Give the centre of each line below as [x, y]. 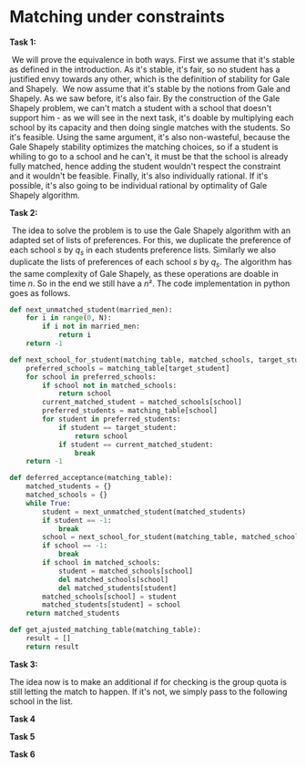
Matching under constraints [117, 17]
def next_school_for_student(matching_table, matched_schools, [132, 360]
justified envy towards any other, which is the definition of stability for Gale [150, 78]
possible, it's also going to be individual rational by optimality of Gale [138, 185]
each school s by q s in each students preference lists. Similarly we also [143, 251]
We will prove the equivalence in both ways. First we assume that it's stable [153, 59]
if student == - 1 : [77, 520]
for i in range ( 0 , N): [69, 318]
